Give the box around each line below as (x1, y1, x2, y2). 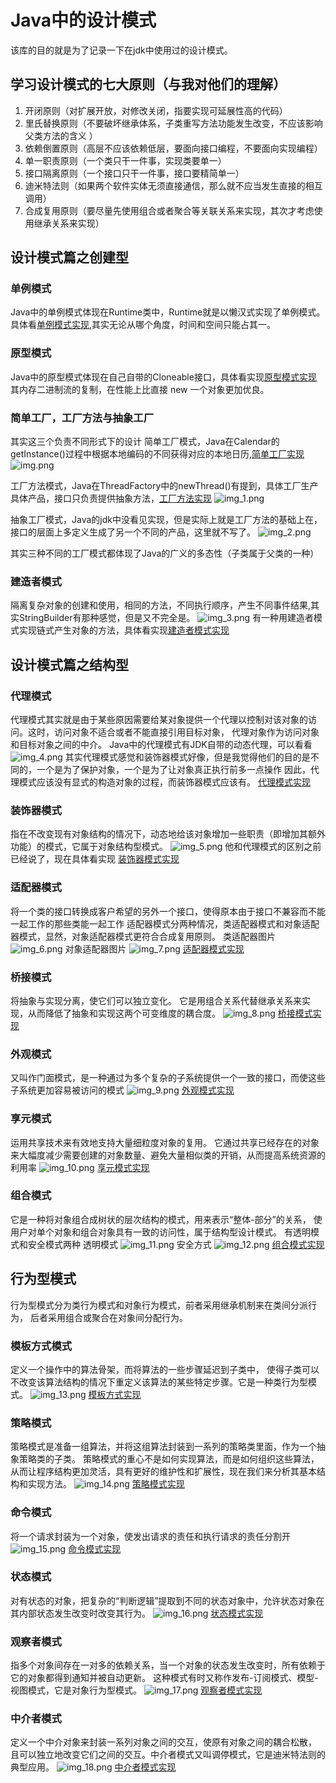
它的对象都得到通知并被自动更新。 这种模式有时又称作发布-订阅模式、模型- (10, 1672, 319, 1684)
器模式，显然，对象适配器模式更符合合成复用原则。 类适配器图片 (10, 930, 276, 942)
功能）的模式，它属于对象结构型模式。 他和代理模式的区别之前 (10, 841, 322, 853)
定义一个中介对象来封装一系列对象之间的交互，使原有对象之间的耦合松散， (10, 1736, 317, 1748)
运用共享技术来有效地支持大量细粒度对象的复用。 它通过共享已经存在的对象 (10, 1136, 320, 1148)
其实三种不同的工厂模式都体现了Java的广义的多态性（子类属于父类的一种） (10, 547, 320, 560)
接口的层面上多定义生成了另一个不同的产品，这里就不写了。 (10, 526, 256, 538)
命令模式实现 (68, 1542, 122, 1555)
